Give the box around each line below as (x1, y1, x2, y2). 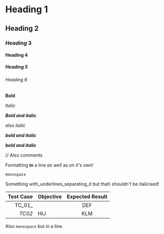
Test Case (8, 193, 33, 200)
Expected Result (66, 193, 108, 200)
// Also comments (5, 152, 42, 158)
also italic (5, 122, 26, 129)
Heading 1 (5, 4, 49, 15)
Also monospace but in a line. (5, 223, 64, 229)
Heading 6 (5, 77, 28, 83)
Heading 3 (5, 39, 32, 47)
